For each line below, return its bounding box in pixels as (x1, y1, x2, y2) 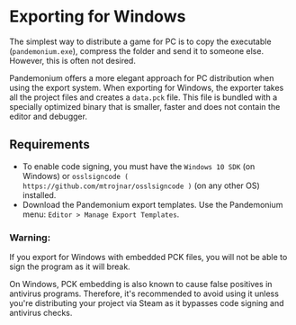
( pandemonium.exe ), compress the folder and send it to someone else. (9, 45, 264, 56)
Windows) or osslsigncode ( (22, 170, 129, 181)
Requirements (9, 137, 90, 152)
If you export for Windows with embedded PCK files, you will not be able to (9, 252, 288, 263)
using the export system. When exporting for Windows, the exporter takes (9, 82, 284, 93)
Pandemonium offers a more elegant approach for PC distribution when (9, 72, 274, 83)
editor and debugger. (9, 111, 88, 122)
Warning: (9, 231, 51, 244)
